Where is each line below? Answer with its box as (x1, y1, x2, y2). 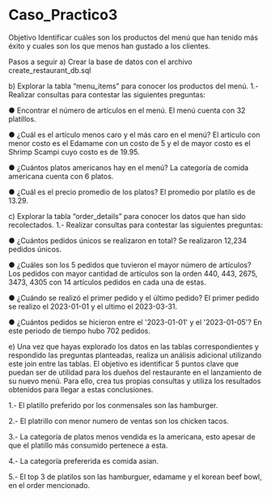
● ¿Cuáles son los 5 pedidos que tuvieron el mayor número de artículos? (8, 259, 252, 269)
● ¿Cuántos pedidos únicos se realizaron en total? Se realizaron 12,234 (8, 235, 248, 245)
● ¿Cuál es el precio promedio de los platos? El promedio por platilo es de (8, 186, 256, 196)
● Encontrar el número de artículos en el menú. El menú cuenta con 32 (8, 105, 246, 115)
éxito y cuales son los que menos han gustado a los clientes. (8, 41, 211, 50)
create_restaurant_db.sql (8, 65, 91, 75)
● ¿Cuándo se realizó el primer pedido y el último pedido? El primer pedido (8, 293, 260, 302)
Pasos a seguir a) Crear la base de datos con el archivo (8, 57, 193, 66)
